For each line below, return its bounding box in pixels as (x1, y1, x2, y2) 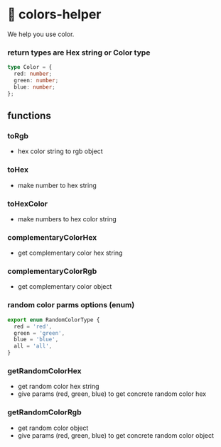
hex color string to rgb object (17, 147, 103, 155)
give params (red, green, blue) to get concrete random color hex (17, 390, 207, 398)
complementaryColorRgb (7, 266, 97, 276)
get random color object (17, 424, 89, 432)
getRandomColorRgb (7, 407, 82, 417)
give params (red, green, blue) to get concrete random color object (17, 431, 215, 439)
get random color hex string (17, 382, 99, 391)
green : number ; (14, 77, 59, 84)
